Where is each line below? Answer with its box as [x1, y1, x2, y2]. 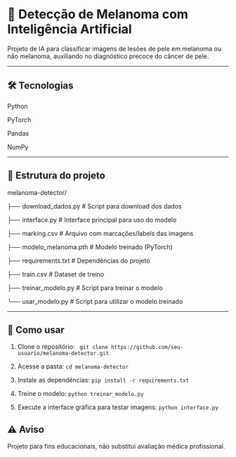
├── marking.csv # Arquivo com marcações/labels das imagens [7, 229, 194, 237]
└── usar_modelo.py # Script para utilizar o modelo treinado [7, 297, 183, 305]
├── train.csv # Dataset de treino [7, 270, 105, 278]
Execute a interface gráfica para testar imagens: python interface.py [17, 403, 219, 411]
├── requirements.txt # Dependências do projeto [7, 256, 150, 265]
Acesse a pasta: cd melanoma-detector [17, 362, 129, 371]
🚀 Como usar [7, 324, 65, 336]
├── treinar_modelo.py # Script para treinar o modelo [7, 284, 163, 292]
